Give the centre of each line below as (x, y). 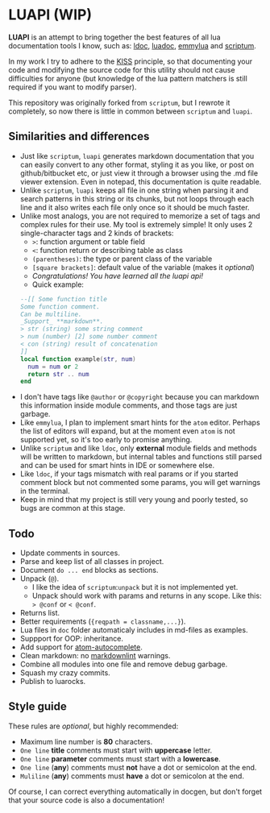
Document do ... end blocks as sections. (89, 570)
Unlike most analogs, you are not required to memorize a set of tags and (140, 216)
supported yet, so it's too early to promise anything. (106, 440)
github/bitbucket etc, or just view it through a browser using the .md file (139, 173)
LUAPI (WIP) (50, 15)
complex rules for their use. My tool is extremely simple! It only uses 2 (136, 224)
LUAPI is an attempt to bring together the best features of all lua (114, 37)
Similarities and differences (79, 137)
